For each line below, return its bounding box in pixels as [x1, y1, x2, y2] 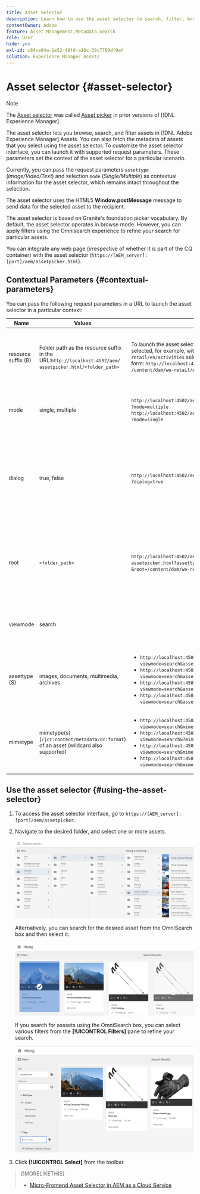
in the [39, 350, 54, 357]
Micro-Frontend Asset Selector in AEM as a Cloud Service [29, 1181, 172, 1189]
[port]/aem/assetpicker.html [6, 259, 79, 265]
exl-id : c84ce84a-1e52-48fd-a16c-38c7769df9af [6, 48, 124, 54]
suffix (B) [8, 356, 32, 363]
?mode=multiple [130, 404, 169, 410]
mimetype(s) [39, 729, 71, 736]
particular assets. [6, 233, 49, 241]
